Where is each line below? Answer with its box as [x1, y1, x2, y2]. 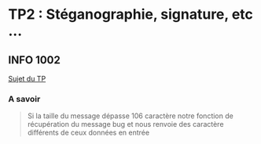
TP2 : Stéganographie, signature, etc [8, 5, 254, 23]
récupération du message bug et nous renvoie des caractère [27, 120, 224, 129]
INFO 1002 [8, 53, 61, 67]
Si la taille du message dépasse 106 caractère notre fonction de [27, 111, 233, 121]
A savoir [8, 93, 41, 104]
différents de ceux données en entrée [27, 128, 150, 138]
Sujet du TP [8, 74, 46, 83]
